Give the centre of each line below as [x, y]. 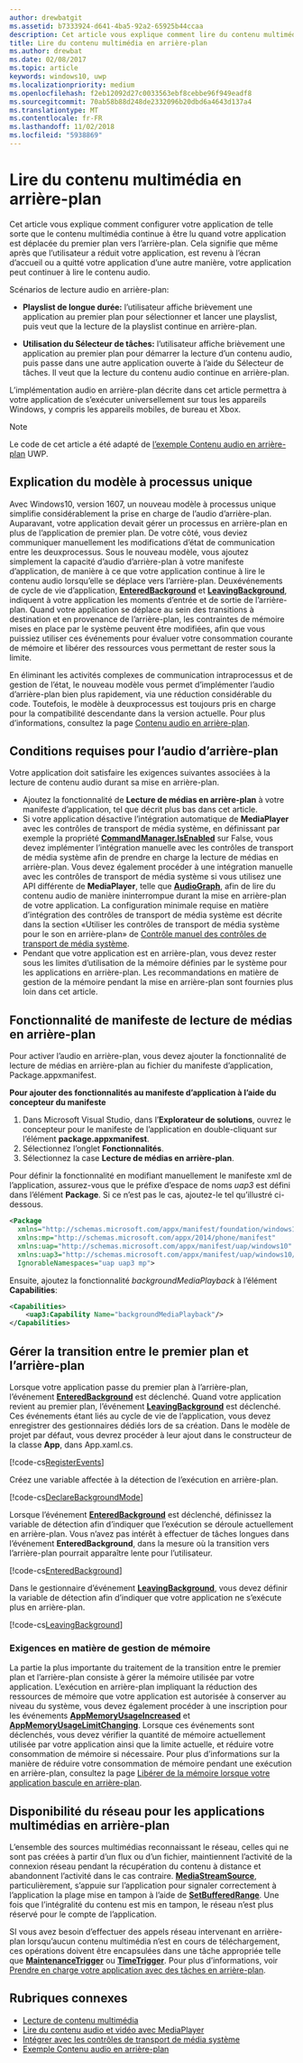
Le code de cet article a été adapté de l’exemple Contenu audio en [133, 444]
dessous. [26, 1204]
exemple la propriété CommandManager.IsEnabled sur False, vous [147, 838]
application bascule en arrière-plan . [76, 1783]
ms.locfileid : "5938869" [56, 135]
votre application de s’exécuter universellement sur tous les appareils [138, 399]
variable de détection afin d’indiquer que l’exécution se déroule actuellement [151, 1524]
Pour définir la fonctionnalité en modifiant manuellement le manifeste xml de [151, 1176]
